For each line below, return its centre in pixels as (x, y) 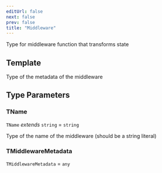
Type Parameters (38, 95)
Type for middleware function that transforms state (68, 44)
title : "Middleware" (31, 28)
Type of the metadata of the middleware (55, 77)
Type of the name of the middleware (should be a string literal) (81, 136)
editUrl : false (25, 11)
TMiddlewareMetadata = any (38, 164)
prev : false (20, 22)
